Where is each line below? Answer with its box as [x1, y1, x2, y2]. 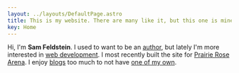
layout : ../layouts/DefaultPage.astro [7, 10, 122, 18]
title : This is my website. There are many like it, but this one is [7, 17, 218, 24]
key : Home [7, 23, 37, 30]
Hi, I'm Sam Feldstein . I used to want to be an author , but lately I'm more [7, 43, 220, 52]
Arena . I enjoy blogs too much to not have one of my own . [7, 58, 177, 67]
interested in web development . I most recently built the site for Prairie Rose [7, 50, 230, 59]
